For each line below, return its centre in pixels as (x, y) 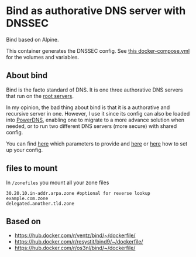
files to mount (32, 168)
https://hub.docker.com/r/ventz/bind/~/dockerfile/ (75, 235)
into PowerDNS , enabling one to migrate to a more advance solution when (95, 120)
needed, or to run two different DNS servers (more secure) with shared (92, 126)
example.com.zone (27, 198)
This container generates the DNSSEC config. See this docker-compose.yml (98, 50)
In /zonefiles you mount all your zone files (58, 182)
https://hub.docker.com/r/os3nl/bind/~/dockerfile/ (75, 248)
